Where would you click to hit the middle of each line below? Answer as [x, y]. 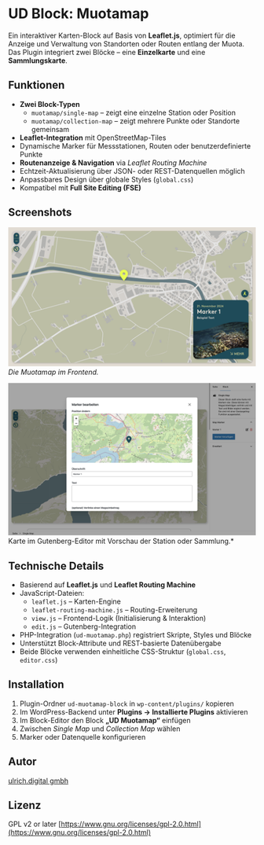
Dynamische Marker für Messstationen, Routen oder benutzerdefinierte [135, 145]
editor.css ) [38, 659]
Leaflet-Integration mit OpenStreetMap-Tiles [93, 138]
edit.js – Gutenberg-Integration [83, 626]
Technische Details [56, 566]
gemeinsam [50, 129]
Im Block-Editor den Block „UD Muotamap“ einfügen [105, 720]
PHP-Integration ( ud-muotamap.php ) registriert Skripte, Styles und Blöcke [136, 634]
